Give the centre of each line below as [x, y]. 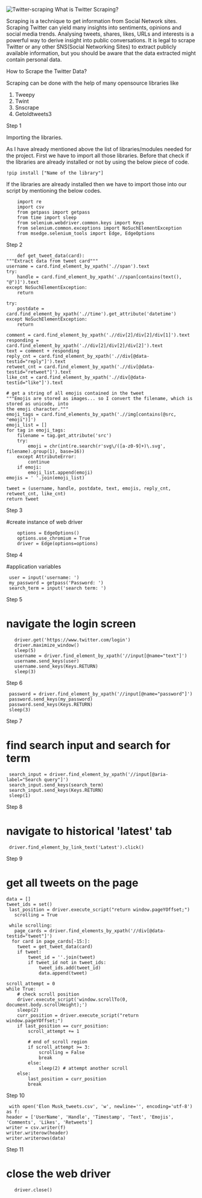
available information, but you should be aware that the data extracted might [101, 53]
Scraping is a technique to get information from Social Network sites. [92, 21]
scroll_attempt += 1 [54, 1031]
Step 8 [14, 806]
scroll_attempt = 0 [31, 983]
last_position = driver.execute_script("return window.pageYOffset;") [99, 910]
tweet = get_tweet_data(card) [55, 947]
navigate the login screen [71, 624]
